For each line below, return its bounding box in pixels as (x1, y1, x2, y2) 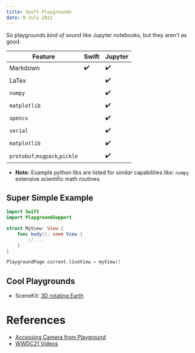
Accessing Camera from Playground (15, 334, 106, 341)
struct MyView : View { (6, 226, 64, 232)
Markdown (9, 64, 40, 72)
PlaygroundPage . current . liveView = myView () (6, 259, 121, 265)
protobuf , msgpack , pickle (9, 152, 78, 160)
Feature (32, 52, 55, 61)
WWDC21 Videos (15, 340, 58, 348)
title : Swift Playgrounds (6, 9, 72, 15)
